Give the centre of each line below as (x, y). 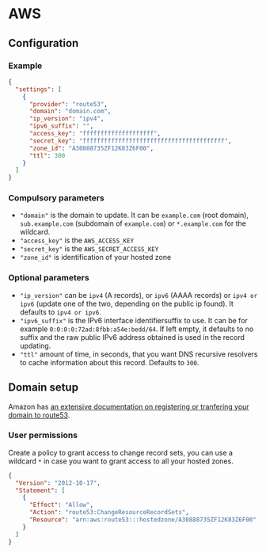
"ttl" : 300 (47, 155)
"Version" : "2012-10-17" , (58, 483)
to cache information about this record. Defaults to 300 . (109, 362)
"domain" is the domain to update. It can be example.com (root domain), (134, 215)
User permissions (43, 435)
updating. (35, 345)
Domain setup (44, 388)
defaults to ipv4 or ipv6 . (60, 312)
